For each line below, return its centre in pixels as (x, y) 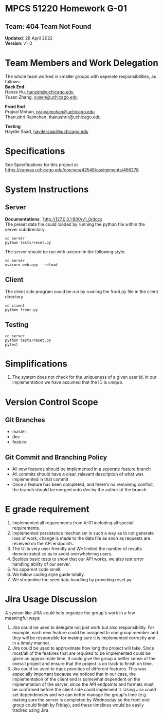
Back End (15, 87)
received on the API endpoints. (43, 544)
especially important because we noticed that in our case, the (74, 674)
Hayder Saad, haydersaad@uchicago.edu (47, 131)
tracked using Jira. (31, 710)
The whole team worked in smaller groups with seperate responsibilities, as (81, 76)
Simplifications (36, 364)
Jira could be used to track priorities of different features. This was (79, 669)
